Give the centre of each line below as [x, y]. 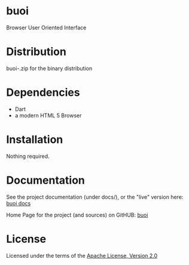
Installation [35, 139]
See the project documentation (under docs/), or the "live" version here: [95, 197]
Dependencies [43, 92]
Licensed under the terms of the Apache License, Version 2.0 [82, 255]
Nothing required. [28, 156]
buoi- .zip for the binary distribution [49, 68]
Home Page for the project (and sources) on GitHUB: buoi [77, 215]
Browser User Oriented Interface [46, 28]
